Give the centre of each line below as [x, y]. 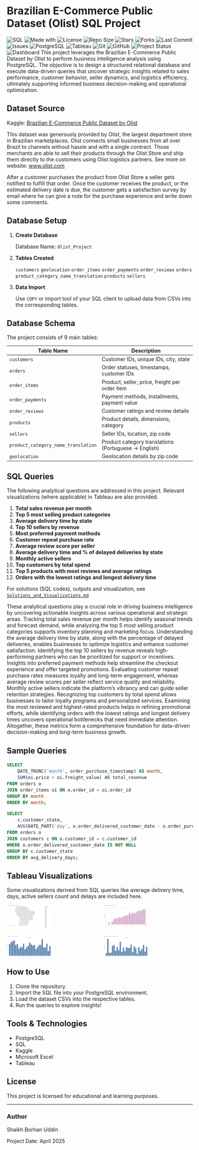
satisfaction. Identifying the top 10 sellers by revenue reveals [80, 650]
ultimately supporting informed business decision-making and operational [97, 83]
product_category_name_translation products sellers [80, 276]
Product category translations [138, 442]
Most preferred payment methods [58, 533]
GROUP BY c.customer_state [40, 851]
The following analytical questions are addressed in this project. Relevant [96, 491]
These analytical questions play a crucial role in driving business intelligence [100, 607]
